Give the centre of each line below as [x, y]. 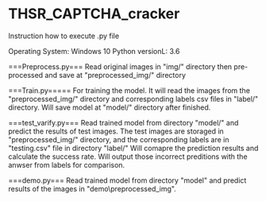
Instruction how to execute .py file [64, 36]
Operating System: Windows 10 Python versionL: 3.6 [94, 51]
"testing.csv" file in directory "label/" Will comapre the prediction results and [133, 148]
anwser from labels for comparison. [67, 164]
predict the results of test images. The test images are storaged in [116, 131]
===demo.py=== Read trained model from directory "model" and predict [127, 180]
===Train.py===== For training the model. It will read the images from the [129, 90]
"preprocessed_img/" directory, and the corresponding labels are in [119, 139]
